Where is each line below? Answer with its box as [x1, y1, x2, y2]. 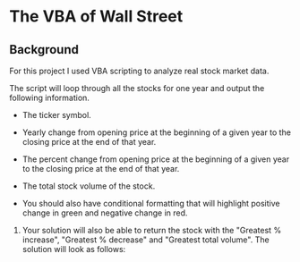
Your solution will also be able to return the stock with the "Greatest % [21, 225, 282, 235]
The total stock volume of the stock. [21, 181, 156, 191]
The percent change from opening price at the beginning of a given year [21, 154, 289, 165]
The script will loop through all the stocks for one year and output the [9, 83, 265, 93]
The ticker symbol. [21, 110, 91, 120]
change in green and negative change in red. [21, 207, 188, 218]
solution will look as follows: [21, 244, 126, 254]
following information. [9, 92, 90, 103]
